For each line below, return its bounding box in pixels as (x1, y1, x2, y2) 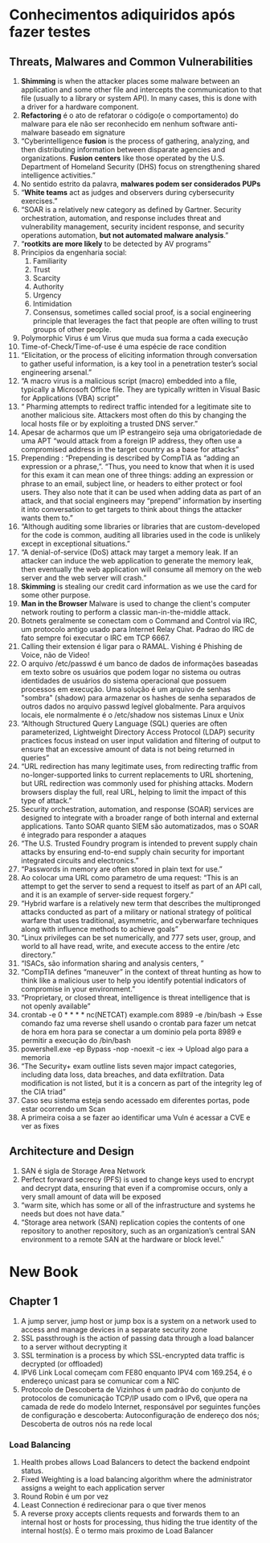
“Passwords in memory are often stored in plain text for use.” (20, 864, 223, 874)
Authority (32, 282, 64, 291)
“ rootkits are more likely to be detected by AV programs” (20, 239, 211, 248)
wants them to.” (20, 514, 73, 522)
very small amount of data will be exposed (20, 1192, 162, 1201)
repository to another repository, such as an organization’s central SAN (20, 1225, 256, 1235)
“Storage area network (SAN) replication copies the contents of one (20, 1217, 246, 1227)
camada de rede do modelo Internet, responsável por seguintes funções (20, 1401, 260, 1412)
